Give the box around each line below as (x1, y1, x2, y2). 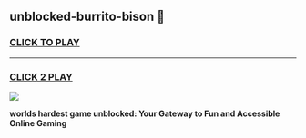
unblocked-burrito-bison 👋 (9, 9, 166, 25)
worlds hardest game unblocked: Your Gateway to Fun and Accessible (9, 108, 280, 119)
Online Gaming (9, 117, 67, 128)
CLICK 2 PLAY (9, 70, 73, 83)
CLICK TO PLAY (9, 36, 80, 49)
